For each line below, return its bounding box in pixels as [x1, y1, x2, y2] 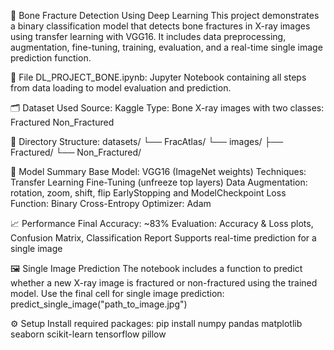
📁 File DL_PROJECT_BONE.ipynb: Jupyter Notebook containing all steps [10, 71, 307, 83]
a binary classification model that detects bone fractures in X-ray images [10, 20, 311, 32]
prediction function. [10, 52, 92, 64]
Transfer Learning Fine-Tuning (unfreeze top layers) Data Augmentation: [10, 176, 308, 188]
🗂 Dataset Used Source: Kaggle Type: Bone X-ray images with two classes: [10, 102, 325, 114]
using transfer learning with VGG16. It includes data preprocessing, [10, 31, 287, 42]
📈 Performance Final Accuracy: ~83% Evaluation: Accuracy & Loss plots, [10, 218, 314, 229]
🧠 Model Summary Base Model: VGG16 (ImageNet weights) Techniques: [10, 166, 307, 177]
